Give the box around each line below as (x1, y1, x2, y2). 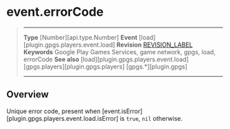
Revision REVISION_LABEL (116, 40, 193, 49)
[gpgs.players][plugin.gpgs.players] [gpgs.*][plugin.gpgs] (23, 62, 188, 71)
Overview (6, 89, 49, 100)
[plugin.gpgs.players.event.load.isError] (6, 114, 119, 122)
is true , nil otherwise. (119, 114, 183, 122)
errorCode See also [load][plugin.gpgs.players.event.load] (23, 55, 189, 63)
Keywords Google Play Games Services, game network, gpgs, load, (23, 47, 216, 56)
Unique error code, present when (6, 107, 101, 115)
